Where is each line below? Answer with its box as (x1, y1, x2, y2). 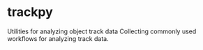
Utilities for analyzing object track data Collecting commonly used (7, 27, 197, 35)
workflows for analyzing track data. (7, 34, 110, 42)
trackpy (7, 4, 54, 20)
